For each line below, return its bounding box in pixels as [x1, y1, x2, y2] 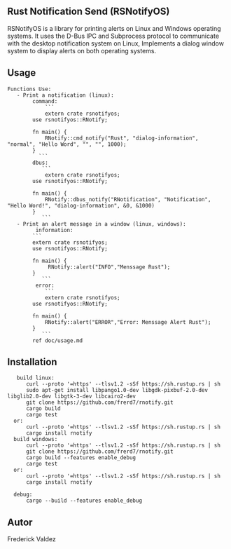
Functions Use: [7, 86, 52, 93]
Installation [7, 356, 57, 368]
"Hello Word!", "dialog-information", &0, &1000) [7, 202, 155, 209]
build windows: [13, 436, 58, 443]
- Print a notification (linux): [16, 91, 114, 99]
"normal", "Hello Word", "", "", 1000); [7, 140, 127, 148]
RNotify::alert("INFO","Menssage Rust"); [48, 263, 171, 271]
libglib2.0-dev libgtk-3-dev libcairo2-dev [7, 393, 136, 400]
